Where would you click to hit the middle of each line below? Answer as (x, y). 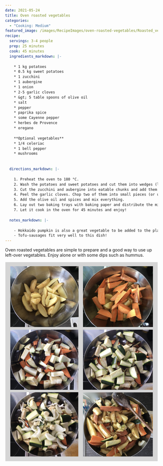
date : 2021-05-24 (23, 10)
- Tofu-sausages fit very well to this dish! (61, 235)
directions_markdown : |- (34, 169)
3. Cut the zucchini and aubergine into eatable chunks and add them (86, 189)
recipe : (13, 36)
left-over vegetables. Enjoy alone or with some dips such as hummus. (74, 255)
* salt (20, 102)
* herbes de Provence (35, 123)
